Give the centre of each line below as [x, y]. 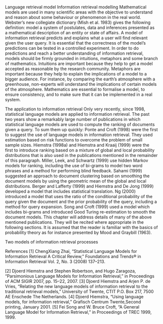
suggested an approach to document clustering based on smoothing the [77, 176]
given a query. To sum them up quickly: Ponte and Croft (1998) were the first [81, 130]
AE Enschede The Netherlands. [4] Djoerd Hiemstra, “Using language [74, 297]
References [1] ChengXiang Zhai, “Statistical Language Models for [71, 251]
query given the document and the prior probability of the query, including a [81, 201]
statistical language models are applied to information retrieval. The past [77, 114]
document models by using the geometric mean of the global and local [76, 181]
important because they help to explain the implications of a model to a [76, 74]
